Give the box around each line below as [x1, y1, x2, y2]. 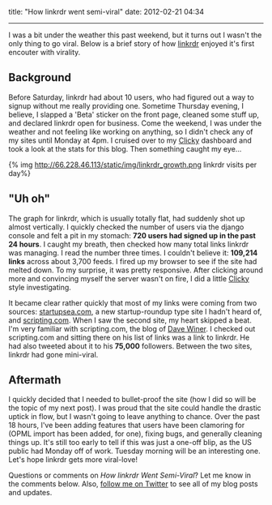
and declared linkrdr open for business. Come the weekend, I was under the [8, 118, 262, 128]
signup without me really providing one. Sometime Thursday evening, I [8, 101, 244, 110]
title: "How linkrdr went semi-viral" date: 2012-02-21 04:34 [8, 7, 205, 16]
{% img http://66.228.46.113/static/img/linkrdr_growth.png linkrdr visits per [8, 160, 257, 169]
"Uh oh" [8, 192, 51, 206]
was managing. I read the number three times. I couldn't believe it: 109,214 [8, 247, 258, 258]
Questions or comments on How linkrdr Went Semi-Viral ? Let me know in [8, 470, 252, 481]
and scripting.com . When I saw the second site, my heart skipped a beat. [8, 315, 253, 325]
